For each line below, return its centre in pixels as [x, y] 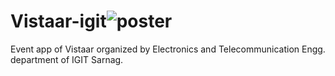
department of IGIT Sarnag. [67, 59]
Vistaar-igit [58, 21]
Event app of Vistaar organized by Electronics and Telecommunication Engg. [168, 49]
